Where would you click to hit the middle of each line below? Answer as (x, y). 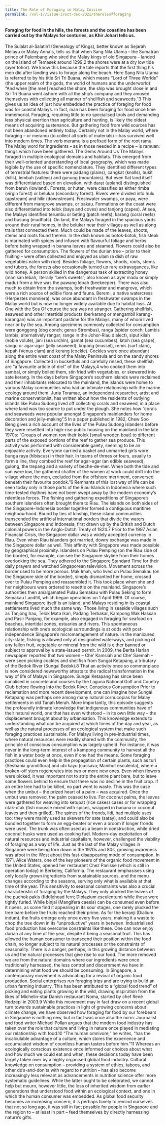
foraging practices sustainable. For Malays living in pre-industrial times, (78, 734)
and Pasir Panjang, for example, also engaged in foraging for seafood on (79, 619)
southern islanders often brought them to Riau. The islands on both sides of (82, 503)
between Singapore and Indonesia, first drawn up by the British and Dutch (80, 524)
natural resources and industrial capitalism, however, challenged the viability (83, 839)
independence (20, 634)
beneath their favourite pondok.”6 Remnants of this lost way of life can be (80, 482)
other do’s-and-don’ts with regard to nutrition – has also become (71, 1070)
